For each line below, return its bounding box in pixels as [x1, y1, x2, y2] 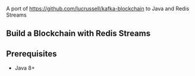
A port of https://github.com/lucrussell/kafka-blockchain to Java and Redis [6, 5, 190, 12]
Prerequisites [6, 49, 57, 59]
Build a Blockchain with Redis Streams [6, 28, 150, 39]
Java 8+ [14, 65, 35, 72]
